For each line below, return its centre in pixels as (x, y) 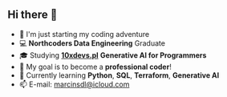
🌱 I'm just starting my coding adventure (84, 34)
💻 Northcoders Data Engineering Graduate (92, 43)
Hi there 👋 (32, 15)
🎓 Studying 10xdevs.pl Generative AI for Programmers (113, 55)
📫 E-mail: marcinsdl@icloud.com (74, 84)
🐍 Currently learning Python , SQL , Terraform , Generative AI (119, 75)
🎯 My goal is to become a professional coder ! (95, 67)
